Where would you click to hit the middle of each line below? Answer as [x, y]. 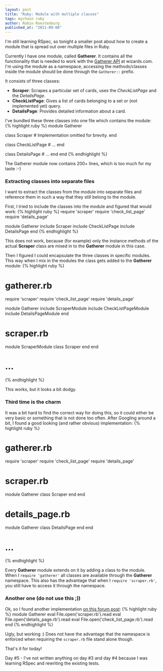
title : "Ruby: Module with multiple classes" [52, 14]
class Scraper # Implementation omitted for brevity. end [61, 135]
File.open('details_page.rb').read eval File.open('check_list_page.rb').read [79, 619]
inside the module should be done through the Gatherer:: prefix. [70, 72]
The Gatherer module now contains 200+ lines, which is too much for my [78, 164]
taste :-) [13, 169]
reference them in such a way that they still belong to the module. [71, 197]
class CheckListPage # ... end [35, 145]
